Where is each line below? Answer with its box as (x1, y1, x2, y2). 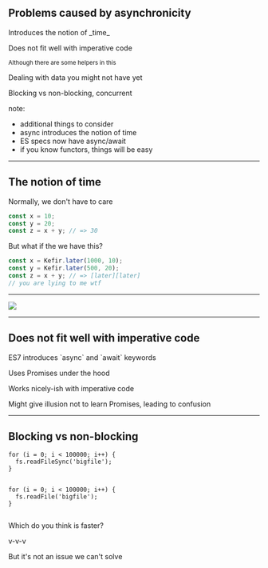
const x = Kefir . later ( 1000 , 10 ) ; (8, 257, 124, 265)
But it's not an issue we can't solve (8, 552, 123, 562)
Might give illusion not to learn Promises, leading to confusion (8, 399, 211, 409)
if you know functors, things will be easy (19, 144, 153, 154)
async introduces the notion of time (19, 127, 137, 137)
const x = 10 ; (8, 212, 56, 220)
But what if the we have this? (8, 242, 104, 251)
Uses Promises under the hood (8, 368, 110, 378)
